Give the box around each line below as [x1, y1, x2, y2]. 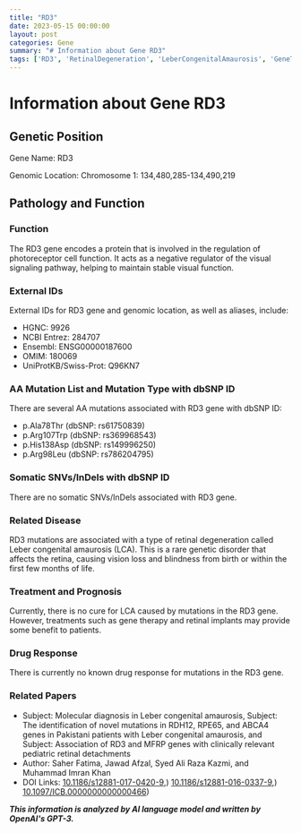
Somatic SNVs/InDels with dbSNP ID [9, 471, 170, 484]
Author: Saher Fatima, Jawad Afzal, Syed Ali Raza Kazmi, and [21, 758, 249, 769]
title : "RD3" [9, 13, 58, 22]
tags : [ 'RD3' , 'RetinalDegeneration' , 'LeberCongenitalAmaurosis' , [9, 55, 267, 64]
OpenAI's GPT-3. [9, 812, 74, 824]
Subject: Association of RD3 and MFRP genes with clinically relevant [21, 738, 275, 749]
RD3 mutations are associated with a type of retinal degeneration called [9, 534, 274, 545]
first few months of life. [9, 562, 96, 573]
